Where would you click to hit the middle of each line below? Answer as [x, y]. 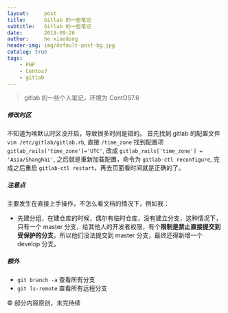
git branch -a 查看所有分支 [56, 280]
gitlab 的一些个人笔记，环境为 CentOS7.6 [81, 98]
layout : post [32, 13]
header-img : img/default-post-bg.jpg [61, 45]
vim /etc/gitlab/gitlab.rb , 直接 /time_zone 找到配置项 [85, 142]
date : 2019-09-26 [41, 33]
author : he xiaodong [43, 39]
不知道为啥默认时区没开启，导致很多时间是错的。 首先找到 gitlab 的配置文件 [114, 133]
